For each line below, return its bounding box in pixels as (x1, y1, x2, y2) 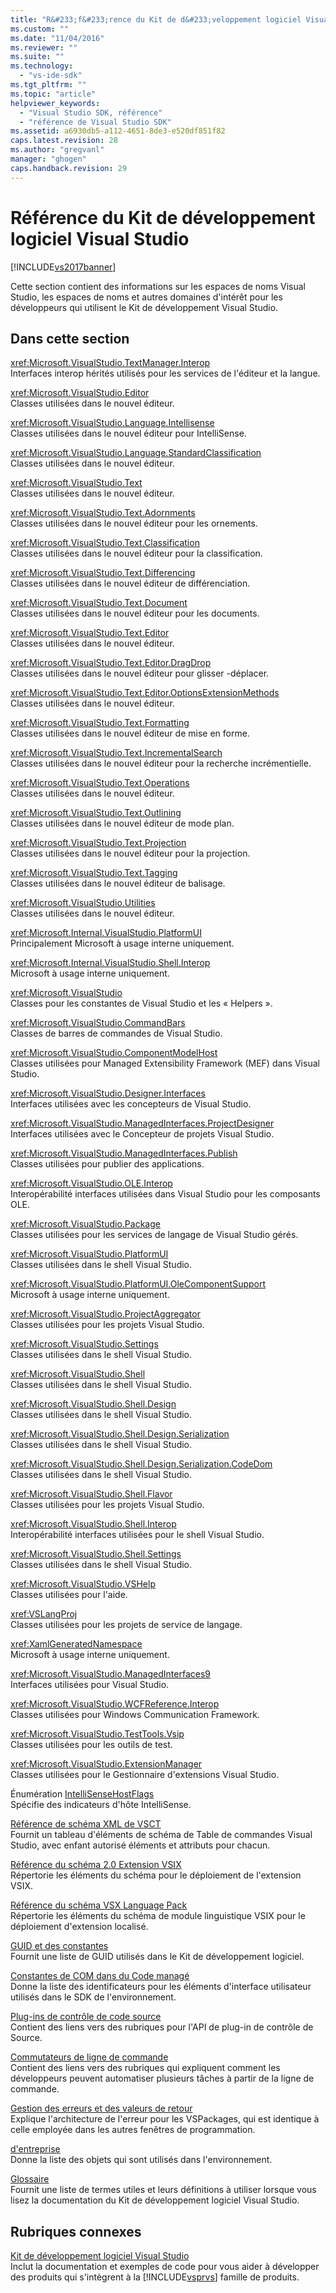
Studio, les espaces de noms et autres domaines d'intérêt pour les (10, 291, 283, 303)
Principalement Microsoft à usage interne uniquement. (10, 937, 235, 950)
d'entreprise (10, 2143, 61, 2155)
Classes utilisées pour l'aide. (10, 1589, 128, 1601)
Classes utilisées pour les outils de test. (10, 1739, 173, 1751)
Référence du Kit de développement (10, 206, 316, 229)
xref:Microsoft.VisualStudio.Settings (10, 1338, 159, 1350)
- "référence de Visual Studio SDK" (19, 117, 172, 127)
